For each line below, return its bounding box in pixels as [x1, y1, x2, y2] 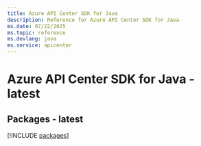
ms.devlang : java [7, 36, 57, 42]
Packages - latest [7, 113, 84, 125]
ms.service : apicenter [7, 42, 72, 49]
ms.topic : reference [7, 29, 67, 36]
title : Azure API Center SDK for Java [7, 10, 118, 17]
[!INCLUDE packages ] [7, 132, 69, 139]
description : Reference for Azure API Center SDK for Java [7, 16, 180, 23]
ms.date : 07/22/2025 [7, 23, 67, 29]
